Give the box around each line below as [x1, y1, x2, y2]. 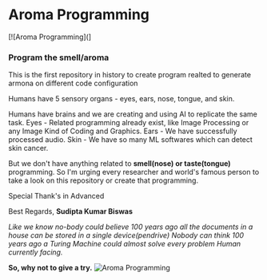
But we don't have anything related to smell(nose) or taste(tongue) [8, 159, 231, 168]
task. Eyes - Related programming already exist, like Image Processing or [8, 118, 249, 128]
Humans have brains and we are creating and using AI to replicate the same [8, 109, 257, 119]
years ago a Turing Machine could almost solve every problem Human [8, 239, 241, 249]
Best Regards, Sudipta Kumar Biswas [8, 207, 133, 216]
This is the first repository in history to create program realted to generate [8, 70, 252, 80]
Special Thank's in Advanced [8, 191, 105, 201]
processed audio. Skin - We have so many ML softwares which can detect [8, 135, 253, 144]
